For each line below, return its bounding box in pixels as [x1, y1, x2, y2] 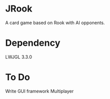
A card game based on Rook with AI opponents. [5, 20, 105, 26]
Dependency [5, 37, 61, 49]
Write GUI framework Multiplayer [5, 88, 74, 94]
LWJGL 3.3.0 [5, 54, 32, 60]
